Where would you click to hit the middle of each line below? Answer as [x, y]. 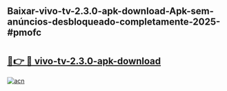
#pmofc [24, 32]
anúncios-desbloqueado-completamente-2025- [114, 22]
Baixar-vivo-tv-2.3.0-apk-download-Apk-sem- [110, 11]
